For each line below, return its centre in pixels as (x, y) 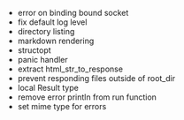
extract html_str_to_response (70, 69)
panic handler (42, 60)
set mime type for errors (62, 106)
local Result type (48, 88)
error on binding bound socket (73, 13)
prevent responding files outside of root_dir (96, 78)
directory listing (46, 31)
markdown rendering (56, 41)
